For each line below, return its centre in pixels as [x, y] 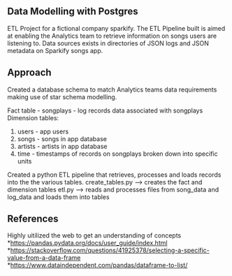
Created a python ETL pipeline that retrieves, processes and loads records [114, 175]
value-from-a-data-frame [44, 258]
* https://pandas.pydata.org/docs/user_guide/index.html [87, 243]
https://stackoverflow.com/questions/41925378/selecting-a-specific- [110, 250]
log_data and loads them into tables [58, 197]
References [33, 219]
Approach [29, 73]
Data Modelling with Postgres [73, 12]
